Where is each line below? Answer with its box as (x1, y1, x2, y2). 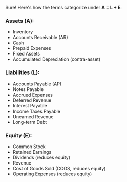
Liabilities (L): (5, 69, 40, 76)
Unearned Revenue (12, 113, 54, 120)
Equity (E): (5, 132, 32, 139)
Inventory (12, 29, 33, 35)
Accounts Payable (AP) (12, 81, 62, 87)
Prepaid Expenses (12, 45, 51, 51)
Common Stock (12, 143, 46, 150)
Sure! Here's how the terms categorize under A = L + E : (5, 5, 122, 10)
